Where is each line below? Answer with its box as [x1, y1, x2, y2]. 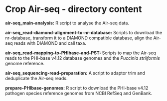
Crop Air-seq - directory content [5, 3, 142, 15]
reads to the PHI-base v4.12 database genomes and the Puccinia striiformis [5, 55, 161, 61]
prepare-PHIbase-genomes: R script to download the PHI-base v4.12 [5, 85, 149, 91]
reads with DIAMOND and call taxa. [14, 40, 86, 46]
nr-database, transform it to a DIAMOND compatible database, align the [5, 35, 153, 41]
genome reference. [5, 60, 45, 66]
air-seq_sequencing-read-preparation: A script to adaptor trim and [5, 70, 146, 76]
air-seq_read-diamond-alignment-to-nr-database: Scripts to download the [5, 29, 163, 35]
